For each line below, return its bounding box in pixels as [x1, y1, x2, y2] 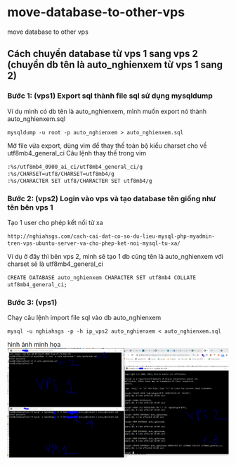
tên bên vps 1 [7, 202, 53, 212]
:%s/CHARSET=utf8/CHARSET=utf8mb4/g [7, 170, 114, 177]
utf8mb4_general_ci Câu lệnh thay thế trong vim [7, 148, 146, 157]
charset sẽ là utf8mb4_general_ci [7, 260, 104, 268]
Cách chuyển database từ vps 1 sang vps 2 [7, 48, 198, 60]
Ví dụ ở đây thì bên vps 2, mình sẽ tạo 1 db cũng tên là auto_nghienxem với [7, 252, 223, 260]
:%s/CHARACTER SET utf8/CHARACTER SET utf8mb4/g [7, 177, 152, 184]
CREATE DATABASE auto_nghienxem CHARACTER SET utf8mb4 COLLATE [7, 274, 197, 281]
